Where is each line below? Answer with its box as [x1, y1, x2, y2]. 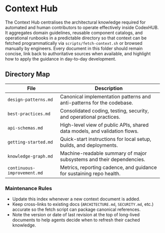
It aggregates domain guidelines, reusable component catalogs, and [5, 30, 143, 35]
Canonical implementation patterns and [60, 93, 151, 100]
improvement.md [7, 170, 43, 175]
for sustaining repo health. [60, 170, 121, 177]
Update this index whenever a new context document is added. [12, 196, 140, 202]
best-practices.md [7, 111, 51, 116]
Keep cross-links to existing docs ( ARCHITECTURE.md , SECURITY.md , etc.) [12, 201, 154, 207]
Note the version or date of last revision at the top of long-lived [12, 212, 140, 218]
